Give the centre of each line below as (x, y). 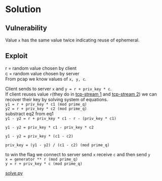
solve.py (14, 173)
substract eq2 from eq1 (30, 114)
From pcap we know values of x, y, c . (46, 79)
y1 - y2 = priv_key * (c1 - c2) (39, 136)
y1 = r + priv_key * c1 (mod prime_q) (46, 104)
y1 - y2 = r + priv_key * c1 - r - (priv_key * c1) (61, 118)
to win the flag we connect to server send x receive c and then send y (78, 154)
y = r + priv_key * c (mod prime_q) (44, 164)
